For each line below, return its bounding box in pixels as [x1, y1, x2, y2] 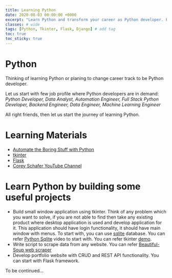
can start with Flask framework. [12, 257, 80, 264]
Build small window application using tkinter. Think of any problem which [12, 208, 166, 214]
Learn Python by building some [5, 181, 141, 192]
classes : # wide [5, 22, 40, 27]
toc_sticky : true [5, 36, 42, 42]
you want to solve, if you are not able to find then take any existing [12, 214, 153, 220]
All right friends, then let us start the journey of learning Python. [5, 111, 140, 117]
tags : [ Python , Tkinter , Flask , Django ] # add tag [5, 27, 116, 32]
